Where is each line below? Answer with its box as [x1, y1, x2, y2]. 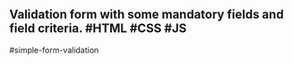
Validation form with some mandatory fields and [9, 7, 284, 22]
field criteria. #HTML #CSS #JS [9, 21, 187, 36]
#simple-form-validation [9, 44, 99, 55]
